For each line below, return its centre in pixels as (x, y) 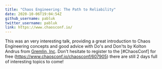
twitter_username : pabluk (31, 23)
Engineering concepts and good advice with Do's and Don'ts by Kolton (76, 46)
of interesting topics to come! (34, 62)
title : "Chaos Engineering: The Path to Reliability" (61, 9)
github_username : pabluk (30, 18)
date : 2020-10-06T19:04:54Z (33, 14)
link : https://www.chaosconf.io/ (39, 28)
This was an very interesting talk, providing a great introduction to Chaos (78, 41)
